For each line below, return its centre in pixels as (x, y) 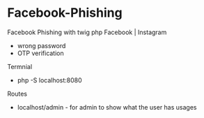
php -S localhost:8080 (49, 80)
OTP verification (40, 53)
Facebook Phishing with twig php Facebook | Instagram (87, 32)
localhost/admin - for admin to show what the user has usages (107, 107)
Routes (17, 94)
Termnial (20, 66)
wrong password (41, 45)
